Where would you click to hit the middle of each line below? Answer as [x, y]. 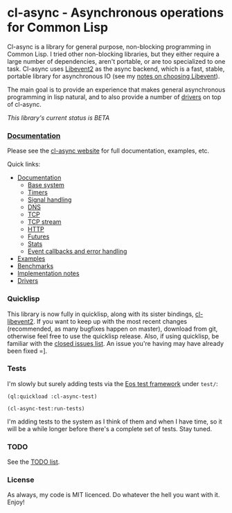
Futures [38, 236]
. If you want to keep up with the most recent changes [110, 321]
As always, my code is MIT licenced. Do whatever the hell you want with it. [114, 495]
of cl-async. [24, 104]
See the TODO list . [34, 462]
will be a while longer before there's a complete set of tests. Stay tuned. [110, 428]
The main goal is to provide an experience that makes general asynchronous [116, 89]
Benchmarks [35, 266]
